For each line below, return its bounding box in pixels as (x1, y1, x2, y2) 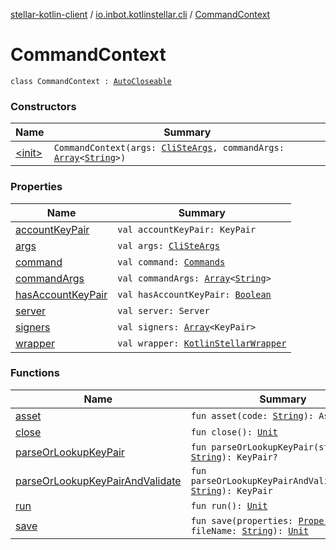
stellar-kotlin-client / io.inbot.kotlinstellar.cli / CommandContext (10, 9, 271, 20)
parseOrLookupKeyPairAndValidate (15, 474, 182, 488)
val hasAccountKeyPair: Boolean (117, 289, 272, 300)
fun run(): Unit (190, 500, 268, 511)
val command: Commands (117, 256, 226, 268)
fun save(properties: (190, 515, 294, 526)
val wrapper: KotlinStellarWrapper (117, 337, 287, 349)
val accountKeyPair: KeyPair (117, 224, 257, 235)
